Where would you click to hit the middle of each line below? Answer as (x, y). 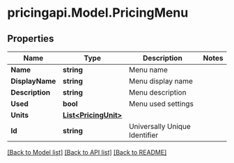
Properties (31, 39)
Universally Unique (160, 126)
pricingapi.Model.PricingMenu (98, 13)
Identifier (143, 135)
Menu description (157, 92)
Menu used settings (161, 104)
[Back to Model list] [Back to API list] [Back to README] (87, 152)
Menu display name (161, 81)
